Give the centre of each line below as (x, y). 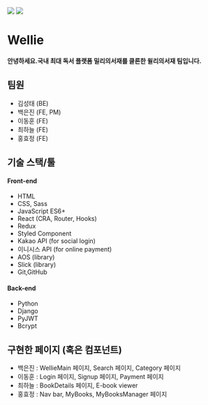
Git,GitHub (32, 272)
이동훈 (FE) (33, 121)
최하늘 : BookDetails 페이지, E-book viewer (77, 385)
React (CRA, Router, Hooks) (57, 219)
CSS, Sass (32, 204)
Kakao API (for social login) (57, 241)
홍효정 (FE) (33, 138)
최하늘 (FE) (33, 130)
